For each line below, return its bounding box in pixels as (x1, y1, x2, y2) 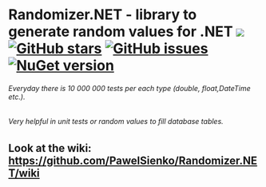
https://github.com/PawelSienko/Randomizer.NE (8, 154, 258, 167)
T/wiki (8, 166, 40, 180)
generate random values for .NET (8, 22, 233, 41)
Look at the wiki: (8, 141, 92, 155)
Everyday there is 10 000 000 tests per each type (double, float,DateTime (8, 83, 251, 93)
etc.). (8, 92, 26, 101)
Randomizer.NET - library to (8, 6, 197, 24)
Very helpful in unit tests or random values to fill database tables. (8, 117, 224, 126)
